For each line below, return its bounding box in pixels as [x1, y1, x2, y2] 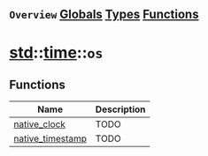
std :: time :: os [9, 42, 104, 63]
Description [95, 103, 146, 115]
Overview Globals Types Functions [9, 7, 199, 22]
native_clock [13, 118, 66, 130]
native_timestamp [13, 132, 87, 145]
